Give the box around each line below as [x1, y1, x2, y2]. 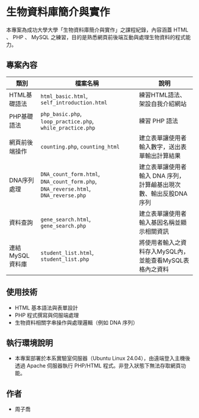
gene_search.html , [40, 215, 91, 223]
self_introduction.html [40, 99, 108, 106]
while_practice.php [40, 124, 96, 131]
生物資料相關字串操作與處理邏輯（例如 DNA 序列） [14, 319, 138, 326]
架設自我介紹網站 [139, 99, 187, 107]
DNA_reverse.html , [40, 185, 91, 193]
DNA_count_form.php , [40, 177, 97, 185]
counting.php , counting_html [40, 142, 120, 150]
